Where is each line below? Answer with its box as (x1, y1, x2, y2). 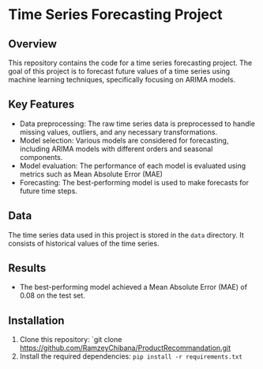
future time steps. (19, 186, 77, 196)
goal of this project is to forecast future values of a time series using (8, 67, 231, 76)
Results (8, 261, 47, 275)
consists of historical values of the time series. (8, 238, 160, 248)
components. (19, 152, 63, 162)
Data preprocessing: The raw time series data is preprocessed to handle (19, 119, 255, 128)
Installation (8, 314, 65, 327)
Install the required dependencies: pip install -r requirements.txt (19, 352, 243, 361)
